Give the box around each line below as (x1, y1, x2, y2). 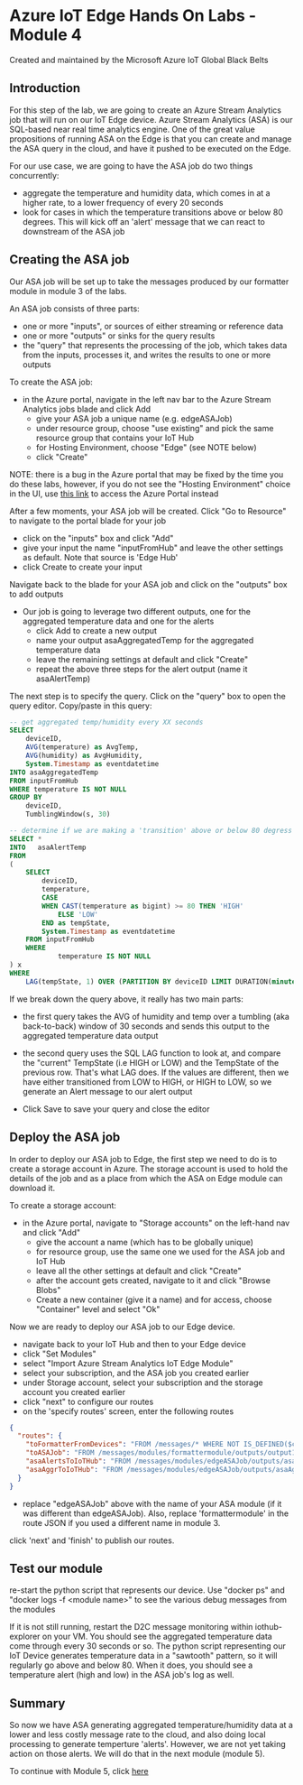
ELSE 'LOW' (57, 910, 99, 919)
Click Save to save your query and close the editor (22, 1103, 210, 1114)
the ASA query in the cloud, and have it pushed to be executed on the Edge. (9, 143, 291, 153)
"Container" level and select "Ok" (35, 1303, 161, 1314)
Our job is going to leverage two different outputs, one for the (22, 606, 251, 616)
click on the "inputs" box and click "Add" (22, 532, 174, 543)
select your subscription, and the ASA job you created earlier (22, 1367, 250, 1378)
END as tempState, (41, 918, 111, 928)
